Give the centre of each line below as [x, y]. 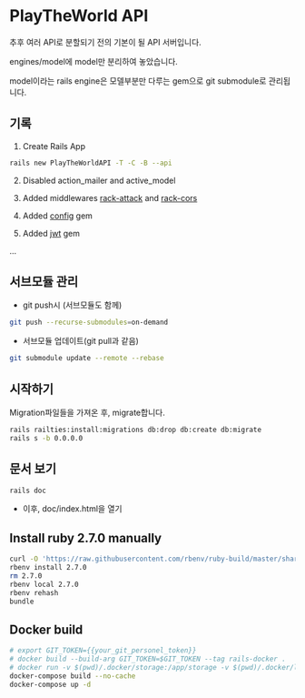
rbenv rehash [34, 592]
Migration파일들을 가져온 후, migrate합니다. [87, 412]
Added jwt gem [51, 233]
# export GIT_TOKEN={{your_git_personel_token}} [103, 651]
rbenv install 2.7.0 [49, 568]
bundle [22, 602]
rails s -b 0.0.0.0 [46, 438]
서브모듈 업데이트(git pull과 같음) [80, 341]
